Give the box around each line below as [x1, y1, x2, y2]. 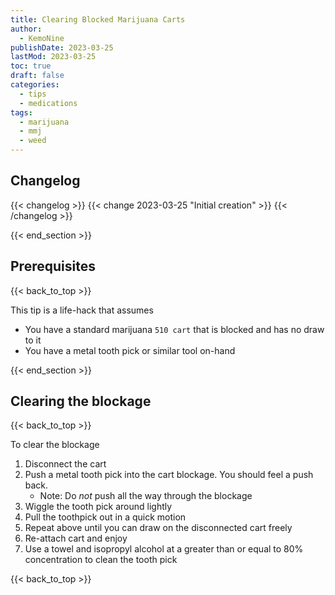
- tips [19, 89, 47, 99]
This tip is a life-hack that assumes [10, 304, 154, 316]
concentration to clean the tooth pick [24, 554, 178, 566]
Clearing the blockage [10, 393, 152, 410]
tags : [10, 107, 33, 118]
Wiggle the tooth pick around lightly [24, 501, 173, 513]
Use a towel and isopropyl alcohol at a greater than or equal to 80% [24, 543, 304, 555]
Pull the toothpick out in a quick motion [24, 511, 187, 523]
